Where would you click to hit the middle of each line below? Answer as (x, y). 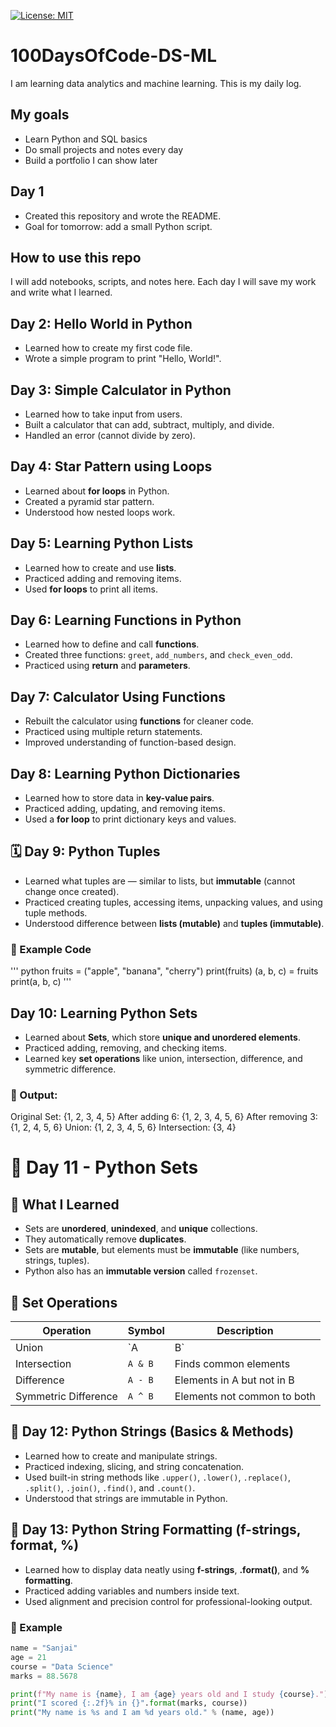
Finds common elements (232, 1364)
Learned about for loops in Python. (97, 491)
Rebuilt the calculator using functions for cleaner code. (139, 721)
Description (245, 1331)
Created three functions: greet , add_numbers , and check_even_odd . (158, 655)
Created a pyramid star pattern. (89, 501)
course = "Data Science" (62, 1666)
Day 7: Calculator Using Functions (118, 696)
